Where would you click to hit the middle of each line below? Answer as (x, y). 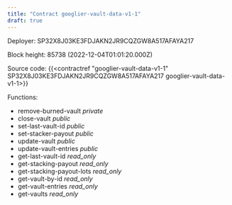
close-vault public (44, 118)
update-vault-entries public (57, 148)
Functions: (23, 97)
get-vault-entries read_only (57, 186)
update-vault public (46, 141)
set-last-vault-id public (51, 126)
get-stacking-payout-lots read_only (70, 171)
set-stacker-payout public (56, 133)
